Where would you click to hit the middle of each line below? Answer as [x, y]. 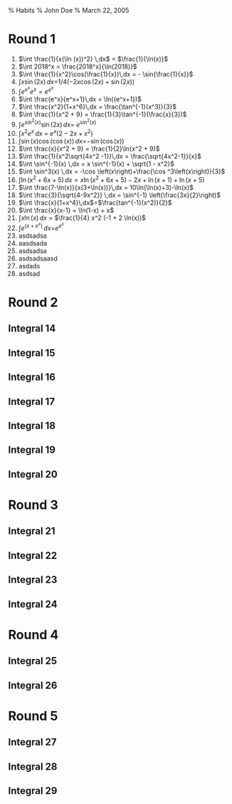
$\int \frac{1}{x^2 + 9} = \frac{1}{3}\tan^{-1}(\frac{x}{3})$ [102, 114]
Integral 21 [32, 531]
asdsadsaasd [38, 258]
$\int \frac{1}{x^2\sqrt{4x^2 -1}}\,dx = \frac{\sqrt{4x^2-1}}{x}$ [110, 156]
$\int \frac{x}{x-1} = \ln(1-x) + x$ [66, 211]
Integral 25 [33, 661]
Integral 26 [33, 685]
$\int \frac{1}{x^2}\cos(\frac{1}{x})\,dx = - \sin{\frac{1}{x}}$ [106, 74]
